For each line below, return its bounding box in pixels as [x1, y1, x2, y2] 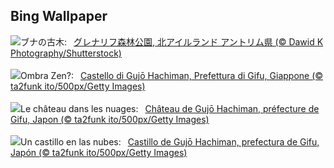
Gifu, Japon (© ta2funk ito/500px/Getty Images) [10, 113, 210, 125]
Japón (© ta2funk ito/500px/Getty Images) [10, 146, 188, 158]
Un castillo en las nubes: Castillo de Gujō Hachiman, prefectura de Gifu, [20, 135, 320, 148]
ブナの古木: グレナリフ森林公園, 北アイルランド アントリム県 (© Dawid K [20, 35, 324, 48]
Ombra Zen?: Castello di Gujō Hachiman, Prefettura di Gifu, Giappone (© [20, 69, 324, 81]
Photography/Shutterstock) [10, 47, 122, 59]
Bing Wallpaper [10, 8, 108, 25]
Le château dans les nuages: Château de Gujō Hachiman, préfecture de [20, 102, 320, 114]
